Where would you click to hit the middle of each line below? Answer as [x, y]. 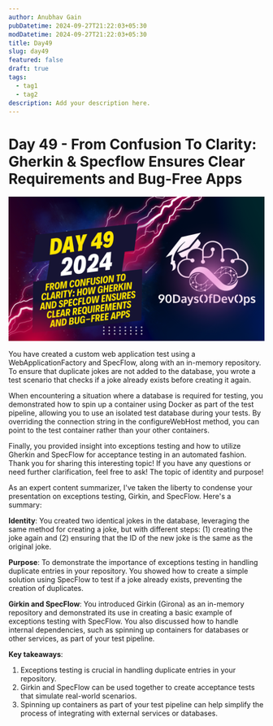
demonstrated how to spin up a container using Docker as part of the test [131, 404]
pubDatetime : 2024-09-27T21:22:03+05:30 [78, 26]
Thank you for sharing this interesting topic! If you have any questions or [130, 463]
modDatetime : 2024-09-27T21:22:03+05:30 [78, 34]
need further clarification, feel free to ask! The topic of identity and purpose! [136, 472]
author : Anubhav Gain [45, 17]
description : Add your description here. [80, 103]
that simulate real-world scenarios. [78, 696]
